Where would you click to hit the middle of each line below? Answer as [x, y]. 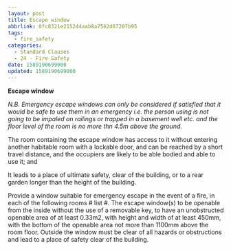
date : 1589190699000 [37, 65]
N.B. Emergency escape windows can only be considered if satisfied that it [114, 104]
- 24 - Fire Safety [42, 59]
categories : [25, 45]
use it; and [23, 161]
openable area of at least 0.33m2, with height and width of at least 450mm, [114, 217]
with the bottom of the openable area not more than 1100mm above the [108, 225]
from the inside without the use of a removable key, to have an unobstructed [116, 210]
